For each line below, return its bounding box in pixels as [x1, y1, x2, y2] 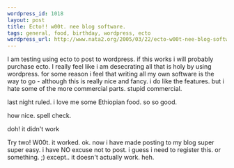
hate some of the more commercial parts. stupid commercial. [7, 85, 182, 93]
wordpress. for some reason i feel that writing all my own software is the [7, 70, 214, 78]
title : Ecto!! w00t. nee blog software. [7, 23, 127, 30]
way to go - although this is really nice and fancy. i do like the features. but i [7, 77, 224, 85]
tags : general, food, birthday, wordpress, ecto [7, 29, 151, 37]
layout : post [7, 17, 45, 24]
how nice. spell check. [7, 112, 72, 120]
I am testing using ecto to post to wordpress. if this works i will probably [7, 55, 214, 63]
